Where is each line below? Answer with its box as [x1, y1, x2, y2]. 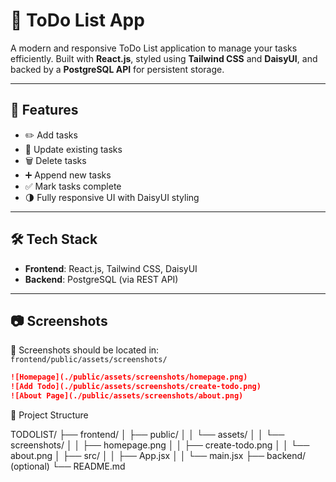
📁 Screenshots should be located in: [10, 344, 160, 356]
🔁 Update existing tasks [24, 143, 123, 155]
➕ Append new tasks [24, 169, 112, 181]
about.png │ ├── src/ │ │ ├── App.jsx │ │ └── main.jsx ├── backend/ [10, 450, 307, 461]
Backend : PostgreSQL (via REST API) [24, 273, 179, 285]
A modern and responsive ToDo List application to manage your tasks [10, 42, 298, 54]
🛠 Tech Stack [10, 231, 98, 248]
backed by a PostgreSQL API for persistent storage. [10, 63, 225, 75]
